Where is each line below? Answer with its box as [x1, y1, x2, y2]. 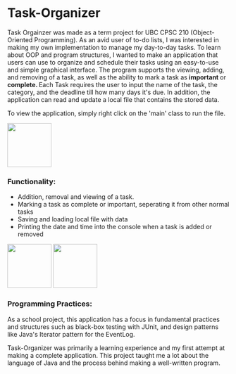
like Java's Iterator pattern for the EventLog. [7, 330, 135, 338]
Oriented [7, 35, 33, 44]
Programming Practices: [7, 299, 93, 309]
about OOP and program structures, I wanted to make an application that [7, 51, 218, 59]
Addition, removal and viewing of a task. [17, 193, 135, 201]
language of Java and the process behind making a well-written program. [7, 359, 221, 367]
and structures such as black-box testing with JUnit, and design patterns [7, 322, 219, 331]
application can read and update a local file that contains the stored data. [7, 95, 220, 103]
